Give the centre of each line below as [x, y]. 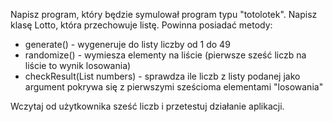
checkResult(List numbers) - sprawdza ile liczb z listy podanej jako [162, 76]
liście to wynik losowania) [78, 65]
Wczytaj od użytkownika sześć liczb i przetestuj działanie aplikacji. [147, 106]
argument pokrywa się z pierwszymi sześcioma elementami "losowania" [174, 87]
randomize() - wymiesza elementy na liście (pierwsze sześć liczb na [165, 55]
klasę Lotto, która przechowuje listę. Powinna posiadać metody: [141, 25]
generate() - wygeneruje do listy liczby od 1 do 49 [127, 44]
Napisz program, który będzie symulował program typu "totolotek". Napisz [164, 14]
